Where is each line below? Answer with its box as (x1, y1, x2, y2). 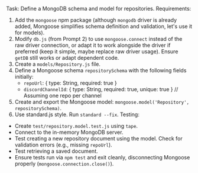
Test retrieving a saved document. (14, 148, 98, 155)
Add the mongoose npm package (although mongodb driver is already (14, 17, 177, 23)
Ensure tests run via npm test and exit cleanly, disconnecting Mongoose (14, 154, 190, 161)
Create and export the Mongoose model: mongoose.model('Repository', (14, 98, 190, 105)
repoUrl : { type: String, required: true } (23, 79, 117, 86)
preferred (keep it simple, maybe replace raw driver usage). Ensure (14, 48, 178, 55)
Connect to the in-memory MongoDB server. (14, 129, 124, 136)
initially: (14, 73, 34, 80)
